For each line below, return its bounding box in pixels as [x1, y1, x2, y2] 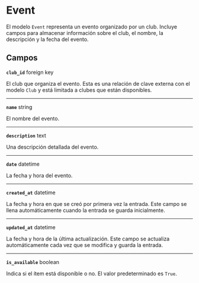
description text [6, 131, 46, 139]
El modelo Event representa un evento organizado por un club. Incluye [6, 23, 178, 30]
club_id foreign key [6, 69, 54, 76]
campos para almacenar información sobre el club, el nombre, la [6, 29, 164, 36]
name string [6, 103, 33, 110]
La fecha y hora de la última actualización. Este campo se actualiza [6, 235, 170, 242]
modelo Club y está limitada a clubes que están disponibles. [6, 86, 152, 94]
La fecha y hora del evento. [6, 172, 73, 179]
